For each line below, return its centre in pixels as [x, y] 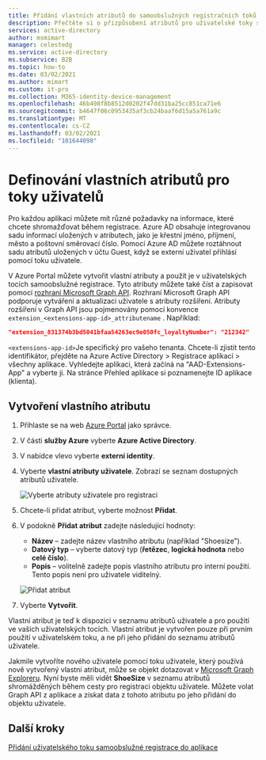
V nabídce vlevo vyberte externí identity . [87, 456]
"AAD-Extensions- [216, 364]
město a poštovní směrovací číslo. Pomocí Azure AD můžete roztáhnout [125, 244]
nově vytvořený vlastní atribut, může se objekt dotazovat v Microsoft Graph [131, 670]
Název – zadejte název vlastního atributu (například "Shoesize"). [137, 541]
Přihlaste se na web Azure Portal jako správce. [95, 425]
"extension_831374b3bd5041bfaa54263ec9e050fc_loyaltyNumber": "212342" [129, 332]
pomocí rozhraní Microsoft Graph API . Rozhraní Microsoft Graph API [119, 293]
